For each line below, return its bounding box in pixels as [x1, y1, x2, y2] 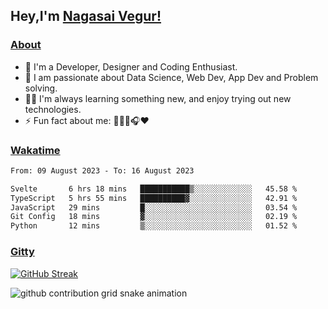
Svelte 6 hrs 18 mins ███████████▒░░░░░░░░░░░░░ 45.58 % [10, 184, 298, 194]
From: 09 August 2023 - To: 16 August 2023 [10, 165, 195, 176]
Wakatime [10, 143, 61, 157]
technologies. [24, 103, 82, 115]
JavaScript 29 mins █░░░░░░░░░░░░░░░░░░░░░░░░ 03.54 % [10, 202, 298, 213]
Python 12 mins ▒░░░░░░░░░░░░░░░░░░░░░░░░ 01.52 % [10, 221, 298, 231]
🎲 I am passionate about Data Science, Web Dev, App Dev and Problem [24, 71, 319, 83]
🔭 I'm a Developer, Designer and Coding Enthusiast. [24, 60, 238, 73]
